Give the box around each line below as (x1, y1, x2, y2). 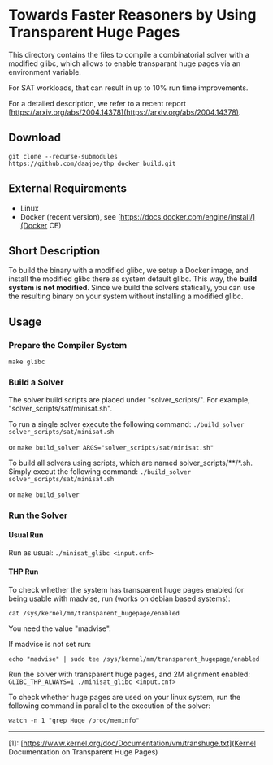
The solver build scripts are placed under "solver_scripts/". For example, (8, 395, 250, 405)
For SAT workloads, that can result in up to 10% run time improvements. (8, 83, 249, 93)
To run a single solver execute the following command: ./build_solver (8, 419, 245, 429)
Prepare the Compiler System (8, 339, 128, 350)
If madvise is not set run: (8, 639, 92, 649)
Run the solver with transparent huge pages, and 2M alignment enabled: (8, 669, 250, 679)
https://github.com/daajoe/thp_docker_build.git (8, 159, 176, 167)
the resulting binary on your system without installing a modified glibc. (8, 291, 244, 302)
